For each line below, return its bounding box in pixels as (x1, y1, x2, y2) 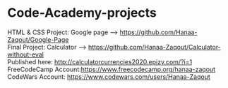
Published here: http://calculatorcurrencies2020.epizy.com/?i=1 (7, 57, 193, 66)
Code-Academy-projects (7, 5, 157, 21)
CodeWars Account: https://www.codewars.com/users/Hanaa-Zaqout (7, 72, 210, 81)
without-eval (7, 50, 44, 59)
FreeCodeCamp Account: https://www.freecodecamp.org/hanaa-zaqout (7, 65, 216, 73)
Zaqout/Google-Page (7, 35, 69, 43)
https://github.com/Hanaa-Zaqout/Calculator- (88, 43, 221, 51)
